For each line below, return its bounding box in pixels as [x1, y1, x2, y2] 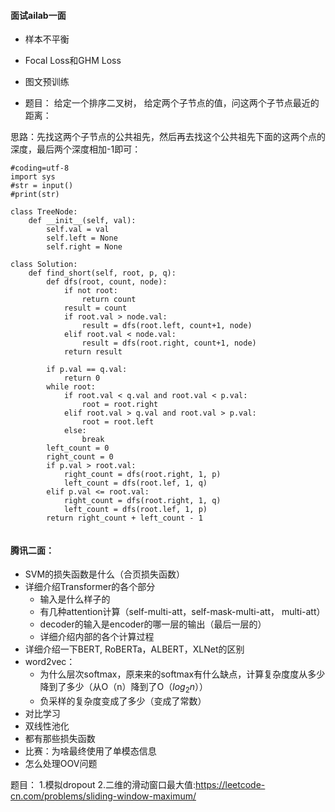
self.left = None [46, 233, 118, 244]
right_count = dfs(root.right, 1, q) [63, 496, 222, 506]
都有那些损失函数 [24, 733, 96, 745]
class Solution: [10, 260, 78, 270]
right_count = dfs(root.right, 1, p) [63, 470, 222, 480]
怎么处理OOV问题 [24, 758, 98, 770]
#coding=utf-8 [10, 163, 70, 174]
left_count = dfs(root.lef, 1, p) [63, 505, 208, 515]
